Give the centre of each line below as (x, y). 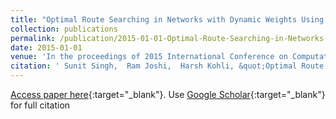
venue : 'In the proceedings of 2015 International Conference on (149, 57)
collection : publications (64, 29)
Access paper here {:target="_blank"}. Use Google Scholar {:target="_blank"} (168, 94)
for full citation (40, 105)
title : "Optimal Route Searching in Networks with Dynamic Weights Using (167, 19)
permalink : (33, 38)
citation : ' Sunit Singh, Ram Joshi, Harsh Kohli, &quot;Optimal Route (167, 66)
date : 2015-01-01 (46, 47)
